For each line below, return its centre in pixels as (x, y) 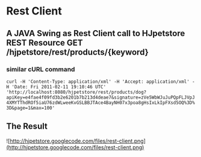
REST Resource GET (45, 42)
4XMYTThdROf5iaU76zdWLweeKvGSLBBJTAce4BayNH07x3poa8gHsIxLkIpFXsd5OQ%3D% (101, 103)
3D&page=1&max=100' (31, 108)
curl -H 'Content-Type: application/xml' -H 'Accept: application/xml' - (101, 82)
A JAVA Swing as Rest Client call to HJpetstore (96, 33)
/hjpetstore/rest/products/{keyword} (78, 52)
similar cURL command (41, 69)
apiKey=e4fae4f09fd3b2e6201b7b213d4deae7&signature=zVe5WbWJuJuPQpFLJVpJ (101, 97)
